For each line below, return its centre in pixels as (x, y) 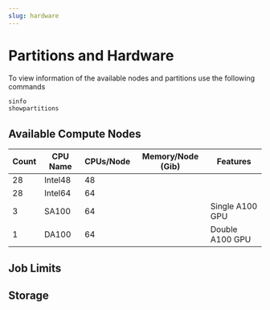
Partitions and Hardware (91, 55)
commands (27, 86)
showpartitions (34, 109)
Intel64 (57, 193)
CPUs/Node (107, 162)
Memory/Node (170, 156)
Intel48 (57, 180)
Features (234, 162)
